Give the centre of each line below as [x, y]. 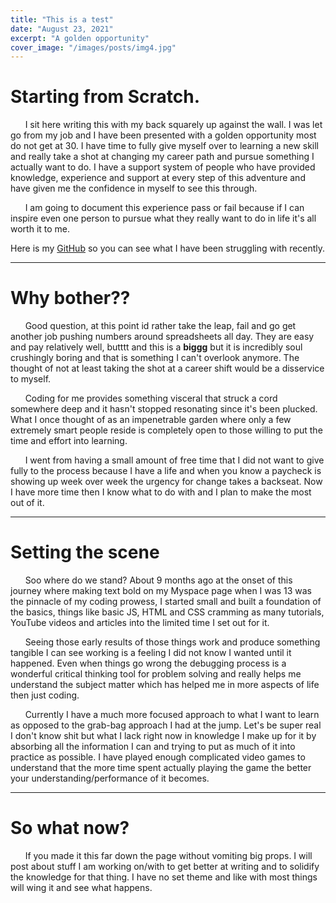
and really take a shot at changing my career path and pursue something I [162, 157]
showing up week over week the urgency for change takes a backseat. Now [166, 482]
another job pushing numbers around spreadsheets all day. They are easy [162, 337]
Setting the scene [85, 552]
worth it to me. [40, 229]
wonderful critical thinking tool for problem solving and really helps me [156, 674]
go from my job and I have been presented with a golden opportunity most [163, 135]
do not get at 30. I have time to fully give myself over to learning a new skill [165, 146]
